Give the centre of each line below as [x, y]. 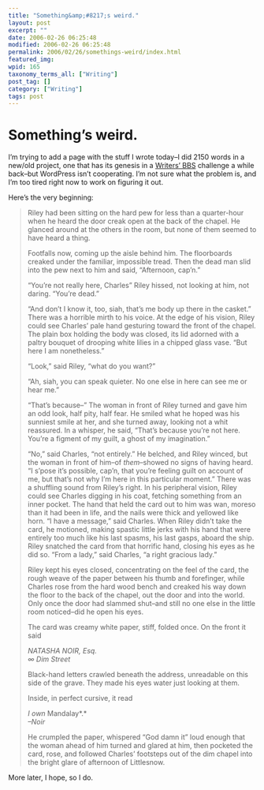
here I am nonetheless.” [66, 351]
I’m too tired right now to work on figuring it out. [86, 182]
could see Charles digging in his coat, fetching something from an [134, 496]
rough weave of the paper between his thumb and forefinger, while [136, 578]
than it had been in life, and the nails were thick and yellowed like [133, 513]
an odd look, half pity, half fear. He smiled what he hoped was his [134, 414]
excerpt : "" [28, 30]
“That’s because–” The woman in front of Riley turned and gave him [137, 405]
